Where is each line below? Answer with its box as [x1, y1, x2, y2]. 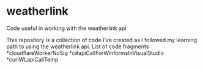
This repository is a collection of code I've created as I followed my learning [6, 36, 197, 43]
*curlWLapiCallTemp [6, 56, 59, 63]
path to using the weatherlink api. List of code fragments [6, 43, 149, 50]
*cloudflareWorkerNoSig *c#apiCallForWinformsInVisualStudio [6, 49, 164, 56]
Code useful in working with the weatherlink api [6, 24, 127, 32]
